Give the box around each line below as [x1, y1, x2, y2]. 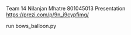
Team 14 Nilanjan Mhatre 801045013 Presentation [6, 5, 126, 12]
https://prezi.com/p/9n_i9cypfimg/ [6, 11, 89, 18]
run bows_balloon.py [6, 23, 57, 29]
